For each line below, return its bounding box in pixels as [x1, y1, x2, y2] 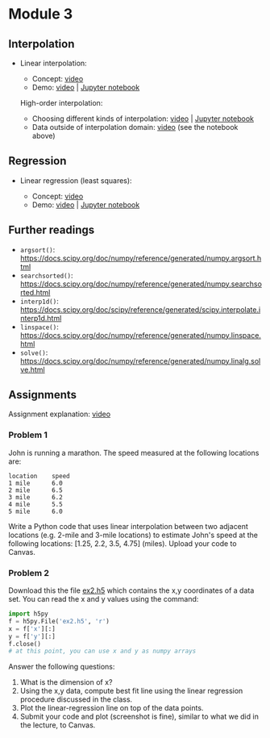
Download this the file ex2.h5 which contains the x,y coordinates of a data [8, 586, 255, 595]
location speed [8, 472, 70, 480]
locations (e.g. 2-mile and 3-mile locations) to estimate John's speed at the [8, 530, 258, 540]
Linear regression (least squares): [19, 175, 132, 186]
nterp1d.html [19, 313, 62, 323]
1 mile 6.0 [8, 479, 63, 487]
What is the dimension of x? [19, 678, 113, 687]
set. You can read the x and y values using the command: [8, 594, 199, 604]
